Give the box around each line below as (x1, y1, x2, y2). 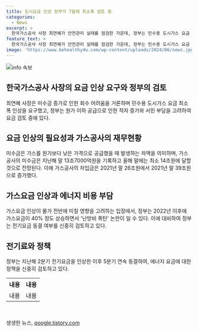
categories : (6, 14, 35, 20)
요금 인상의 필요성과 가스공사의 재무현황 (6, 133, 142, 143)
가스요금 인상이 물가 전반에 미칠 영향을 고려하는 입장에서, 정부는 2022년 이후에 (6, 207, 187, 215)
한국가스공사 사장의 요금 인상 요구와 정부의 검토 (6, 83, 167, 93)
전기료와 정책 (6, 241, 51, 251)
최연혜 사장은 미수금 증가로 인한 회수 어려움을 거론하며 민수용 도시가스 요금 (6, 99, 178, 107)
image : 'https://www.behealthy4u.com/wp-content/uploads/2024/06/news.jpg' (6, 47, 196, 53)
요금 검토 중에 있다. (6, 114, 50, 121)
